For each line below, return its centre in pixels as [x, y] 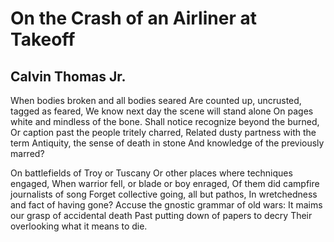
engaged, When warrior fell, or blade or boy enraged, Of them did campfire [165, 183]
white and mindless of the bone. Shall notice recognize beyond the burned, [165, 121]
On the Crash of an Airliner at [133, 18]
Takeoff [43, 39]
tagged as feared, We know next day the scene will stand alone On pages [162, 111]
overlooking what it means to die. [79, 226]
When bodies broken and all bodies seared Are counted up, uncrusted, [156, 100]
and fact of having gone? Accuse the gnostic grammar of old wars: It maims [166, 205]
